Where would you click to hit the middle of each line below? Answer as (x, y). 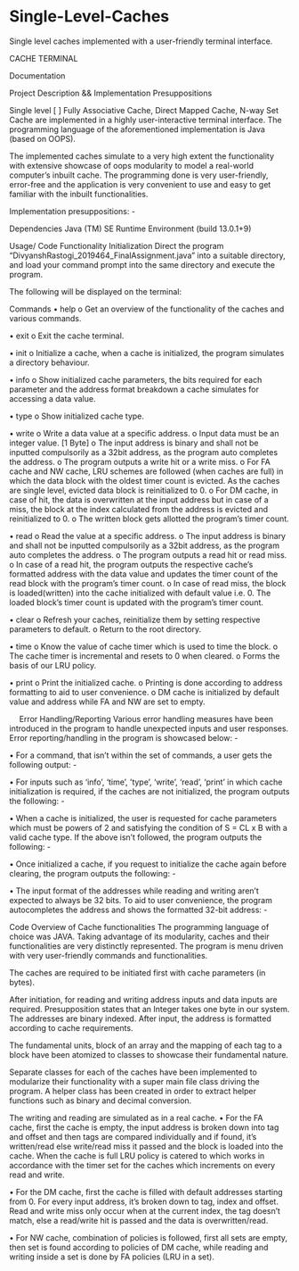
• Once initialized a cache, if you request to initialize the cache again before (148, 864)
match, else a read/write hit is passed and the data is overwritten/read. (139, 1220)
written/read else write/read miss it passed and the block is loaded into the (146, 1146)
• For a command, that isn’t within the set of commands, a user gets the (141, 755)
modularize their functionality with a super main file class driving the (134, 1081)
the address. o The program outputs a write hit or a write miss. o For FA (140, 461)
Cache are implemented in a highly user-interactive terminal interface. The (145, 120)
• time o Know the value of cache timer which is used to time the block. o (144, 646)
